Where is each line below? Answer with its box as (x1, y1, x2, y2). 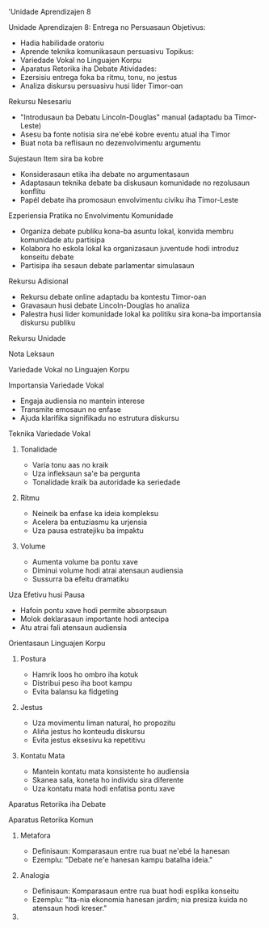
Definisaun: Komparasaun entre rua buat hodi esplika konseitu (32, 886, 240, 896)
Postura (19, 654, 47, 663)
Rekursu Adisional (8, 276, 69, 286)
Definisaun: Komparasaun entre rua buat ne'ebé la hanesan (32, 846, 230, 855)
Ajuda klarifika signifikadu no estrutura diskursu (19, 414, 179, 422)
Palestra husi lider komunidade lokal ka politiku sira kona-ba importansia (19, 309, 262, 318)
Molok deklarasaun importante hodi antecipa (19, 614, 170, 624)
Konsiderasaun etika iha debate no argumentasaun (19, 170, 190, 178)
